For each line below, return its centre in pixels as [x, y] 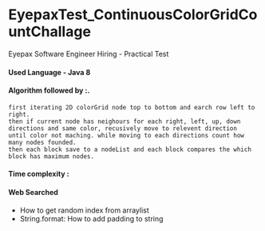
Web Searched [33, 192]
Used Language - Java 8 [49, 72]
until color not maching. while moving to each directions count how [127, 135]
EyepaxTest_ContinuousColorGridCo [133, 15]
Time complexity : [39, 174]
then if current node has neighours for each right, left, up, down [125, 121]
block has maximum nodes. [51, 156]
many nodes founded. [43, 142]
